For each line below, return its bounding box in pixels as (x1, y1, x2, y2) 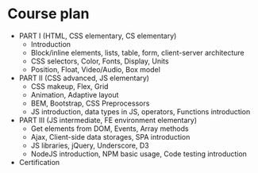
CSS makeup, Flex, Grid (30, 81, 109, 91)
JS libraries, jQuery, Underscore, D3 (30, 140, 149, 150)
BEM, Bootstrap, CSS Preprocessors (30, 98, 150, 108)
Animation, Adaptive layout (30, 90, 119, 99)
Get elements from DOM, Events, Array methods (30, 124, 189, 133)
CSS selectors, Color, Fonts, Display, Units (30, 56, 169, 66)
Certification (18, 157, 60, 167)
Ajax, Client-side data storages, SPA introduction (30, 132, 191, 141)
